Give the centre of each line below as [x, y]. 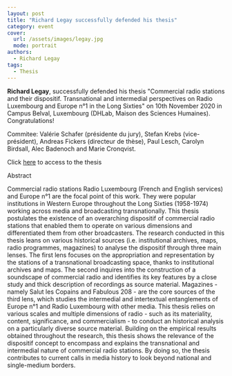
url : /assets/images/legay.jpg [58, 39]
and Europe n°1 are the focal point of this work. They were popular [102, 196]
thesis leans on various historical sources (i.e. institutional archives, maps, [113, 240]
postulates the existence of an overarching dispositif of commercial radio [111, 218]
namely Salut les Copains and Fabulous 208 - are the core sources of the [111, 292]
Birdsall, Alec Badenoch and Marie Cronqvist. [71, 149]
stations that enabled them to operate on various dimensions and [100, 225]
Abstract [19, 175]
